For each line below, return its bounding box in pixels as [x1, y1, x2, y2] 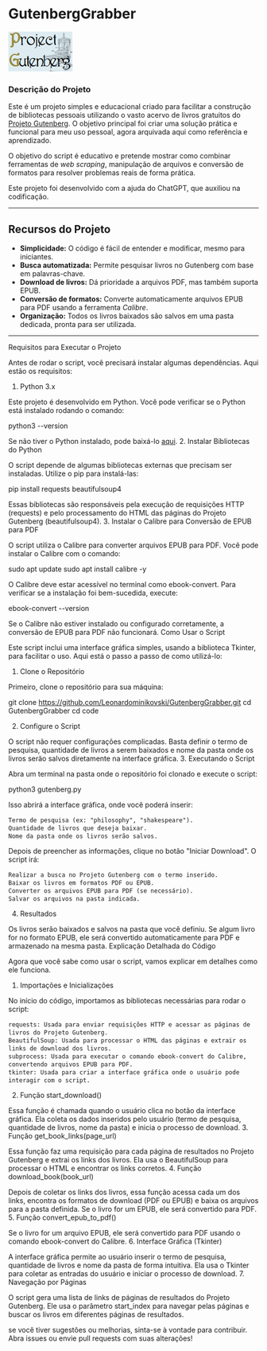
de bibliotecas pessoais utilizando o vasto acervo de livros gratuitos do [8, 111, 241, 120]
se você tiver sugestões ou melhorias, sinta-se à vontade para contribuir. [8, 1326, 248, 1335]
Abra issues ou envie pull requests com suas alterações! [8, 1333, 193, 1343]
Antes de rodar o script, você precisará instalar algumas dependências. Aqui [8, 358, 259, 368]
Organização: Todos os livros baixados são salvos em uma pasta [19, 311, 234, 321]
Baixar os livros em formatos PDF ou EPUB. [8, 879, 155, 887]
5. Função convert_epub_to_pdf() [8, 1213, 117, 1222]
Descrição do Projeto [8, 84, 91, 95]
